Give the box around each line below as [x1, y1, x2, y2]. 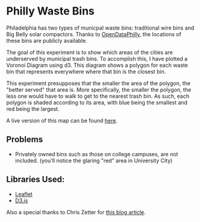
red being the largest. [6, 105, 60, 112]
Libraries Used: [6, 174, 65, 185]
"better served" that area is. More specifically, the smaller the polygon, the [6, 86, 192, 93]
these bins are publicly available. [6, 37, 87, 44]
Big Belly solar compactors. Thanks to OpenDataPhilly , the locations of [6, 30, 182, 37]
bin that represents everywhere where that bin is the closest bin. [6, 68, 166, 75]
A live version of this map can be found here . [6, 116, 117, 124]
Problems [6, 135, 43, 145]
